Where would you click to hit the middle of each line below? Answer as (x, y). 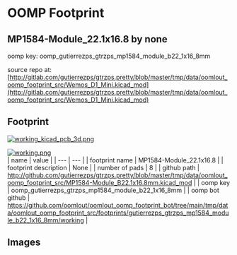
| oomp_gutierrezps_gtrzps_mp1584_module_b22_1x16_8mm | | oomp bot (113, 190)
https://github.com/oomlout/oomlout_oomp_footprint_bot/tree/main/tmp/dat (118, 205)
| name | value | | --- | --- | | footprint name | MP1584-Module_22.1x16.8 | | (116, 160)
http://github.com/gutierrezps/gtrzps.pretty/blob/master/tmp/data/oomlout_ (117, 175)
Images (24, 243)
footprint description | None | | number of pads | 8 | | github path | (104, 167)
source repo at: (29, 70)
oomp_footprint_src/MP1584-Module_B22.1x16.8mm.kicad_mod (100, 182)
